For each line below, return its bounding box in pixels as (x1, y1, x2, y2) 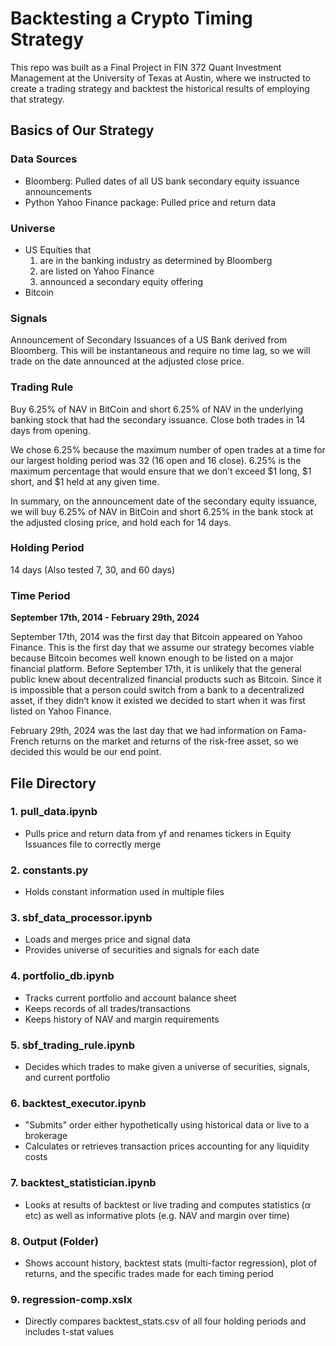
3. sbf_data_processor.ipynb (10, 911, 153, 925)
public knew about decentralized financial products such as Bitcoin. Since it (10, 673, 322, 686)
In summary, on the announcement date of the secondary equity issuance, (10, 495, 318, 507)
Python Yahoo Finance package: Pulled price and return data (24, 196, 277, 208)
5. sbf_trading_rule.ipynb (10, 1038, 135, 1052)
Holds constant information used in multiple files (24, 886, 225, 898)
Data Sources (10, 152, 78, 166)
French (10, 735, 40, 747)
